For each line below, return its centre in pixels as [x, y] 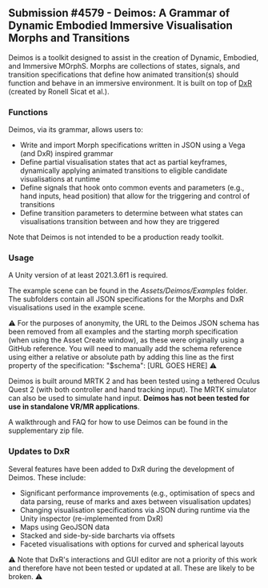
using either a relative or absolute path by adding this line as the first [121, 357]
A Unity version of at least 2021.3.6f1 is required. [88, 275]
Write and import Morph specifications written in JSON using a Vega [132, 145]
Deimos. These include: [47, 477]
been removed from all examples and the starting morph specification [123, 332]
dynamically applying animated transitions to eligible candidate [124, 170]
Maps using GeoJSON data [65, 526]
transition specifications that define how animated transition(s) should [124, 74]
